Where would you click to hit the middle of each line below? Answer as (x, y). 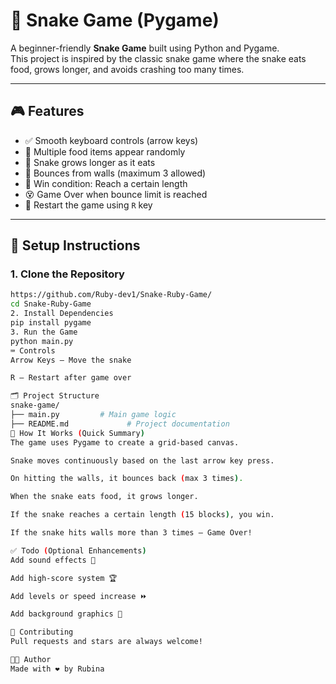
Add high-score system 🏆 (64, 578)
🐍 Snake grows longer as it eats (90, 162)
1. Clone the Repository (67, 274)
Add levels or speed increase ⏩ (79, 596)
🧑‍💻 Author (31, 660)
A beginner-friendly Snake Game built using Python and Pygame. (145, 48)
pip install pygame (51, 323)
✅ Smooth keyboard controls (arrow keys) (111, 140)
